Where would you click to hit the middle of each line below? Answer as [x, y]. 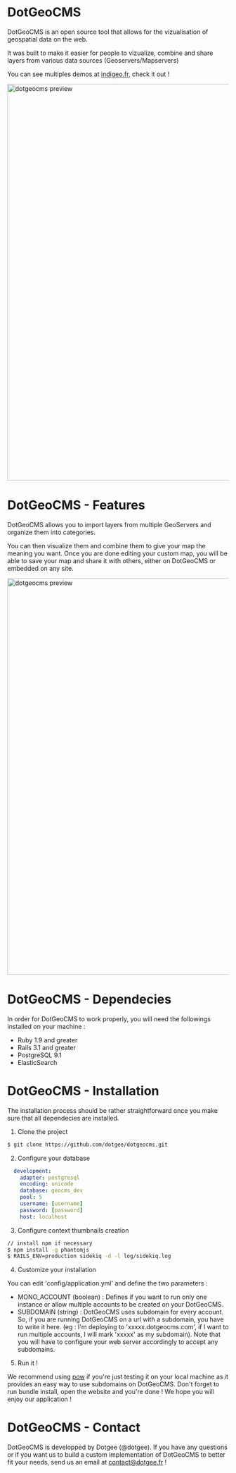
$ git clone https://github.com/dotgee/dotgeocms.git [88, 1145]
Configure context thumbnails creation [73, 1230]
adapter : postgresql [50, 1178]
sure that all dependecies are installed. [63, 1118]
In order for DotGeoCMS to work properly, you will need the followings [109, 1018]
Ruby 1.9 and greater [47, 1040]
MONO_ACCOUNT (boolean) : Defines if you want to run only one [112, 1297]
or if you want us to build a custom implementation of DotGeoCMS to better [117, 1455]
